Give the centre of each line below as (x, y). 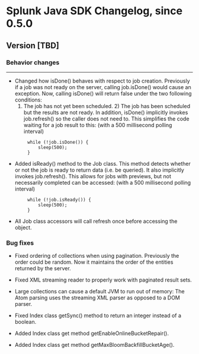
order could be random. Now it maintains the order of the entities (94, 262)
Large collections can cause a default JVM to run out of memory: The (99, 292)
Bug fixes (20, 243)
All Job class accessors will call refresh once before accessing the (96, 221)
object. (23, 227)
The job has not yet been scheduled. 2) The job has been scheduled (107, 106)
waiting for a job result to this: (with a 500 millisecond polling (98, 125)
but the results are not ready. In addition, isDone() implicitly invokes (106, 112)
